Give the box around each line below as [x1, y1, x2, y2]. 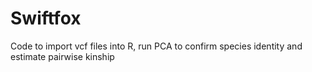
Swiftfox [10, 7, 82, 30]
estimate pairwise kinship [10, 50, 115, 62]
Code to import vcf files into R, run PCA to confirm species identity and [10, 40, 303, 52]
